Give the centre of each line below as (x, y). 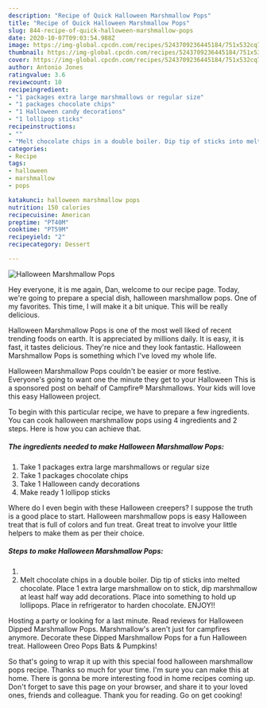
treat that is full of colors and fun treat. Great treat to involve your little (123, 524)
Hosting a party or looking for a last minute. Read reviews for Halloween (126, 620)
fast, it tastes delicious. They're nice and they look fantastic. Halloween (125, 347)
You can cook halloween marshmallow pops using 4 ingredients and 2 (123, 420)
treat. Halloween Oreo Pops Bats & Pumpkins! (83, 646)
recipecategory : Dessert (49, 245)
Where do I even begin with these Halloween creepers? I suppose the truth (131, 508)
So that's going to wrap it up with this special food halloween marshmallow (131, 661)
